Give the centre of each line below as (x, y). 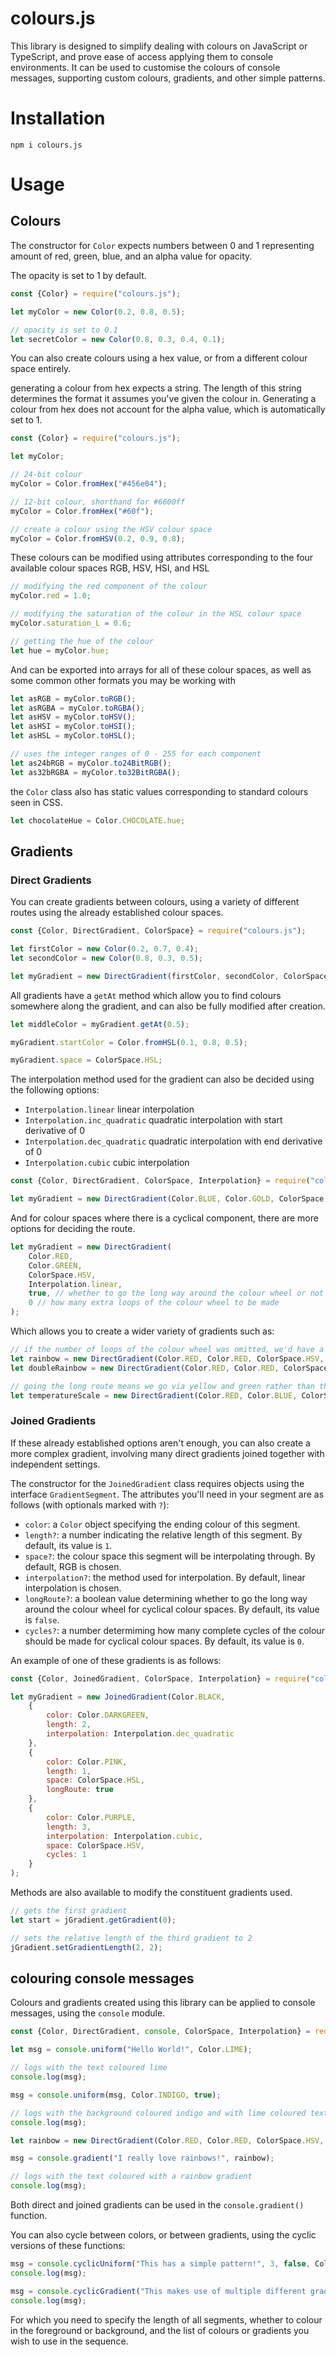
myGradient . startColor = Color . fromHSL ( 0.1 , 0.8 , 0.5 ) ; (129, 1042)
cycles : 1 (66, 1855)
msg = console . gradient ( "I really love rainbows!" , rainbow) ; (142, 2158)
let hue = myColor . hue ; (60, 650)
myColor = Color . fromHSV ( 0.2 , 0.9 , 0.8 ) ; (98, 538)
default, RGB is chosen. (73, 1566)
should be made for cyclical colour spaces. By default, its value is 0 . (164, 1641)
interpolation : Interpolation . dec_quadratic (140, 1734)
